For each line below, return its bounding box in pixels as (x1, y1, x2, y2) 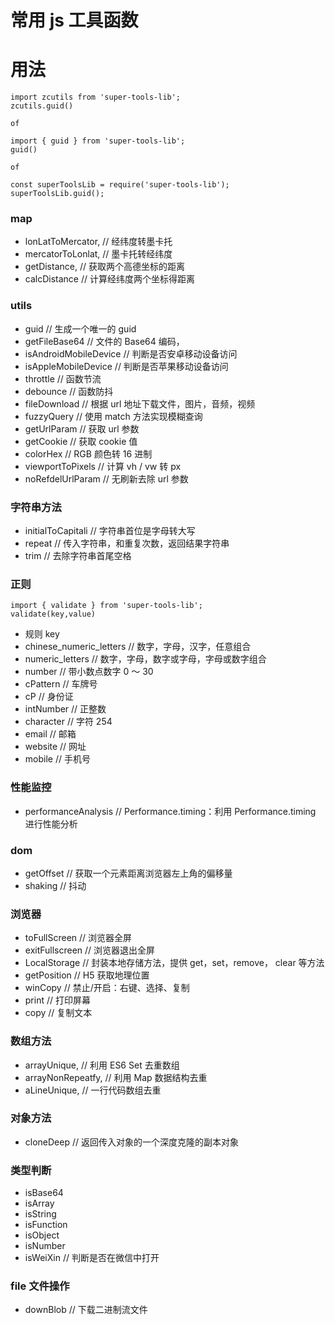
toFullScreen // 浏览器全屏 (24, 932, 133, 944)
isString (24, 1208, 57, 1220)
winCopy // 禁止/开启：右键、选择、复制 (24, 982, 190, 994)
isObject (24, 1229, 60, 1241)
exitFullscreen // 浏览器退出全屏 (24, 944, 156, 956)
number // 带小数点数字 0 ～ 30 (24, 666, 154, 678)
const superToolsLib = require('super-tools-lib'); (10, 180, 230, 190)
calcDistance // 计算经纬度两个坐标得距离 (24, 273, 195, 285)
